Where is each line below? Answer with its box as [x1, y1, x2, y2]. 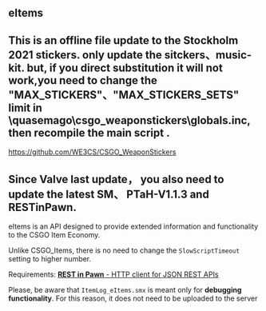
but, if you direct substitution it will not [26, 61, 224, 74]
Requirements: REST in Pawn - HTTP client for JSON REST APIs [8, 269, 219, 279]
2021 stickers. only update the [8, 48, 162, 62]
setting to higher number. [8, 254, 92, 264]
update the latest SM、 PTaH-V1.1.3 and [8, 187, 209, 201]
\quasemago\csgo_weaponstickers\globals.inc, [8, 114, 251, 127]
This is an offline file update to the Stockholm [8, 34, 239, 47]
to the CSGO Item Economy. [8, 230, 101, 240]
